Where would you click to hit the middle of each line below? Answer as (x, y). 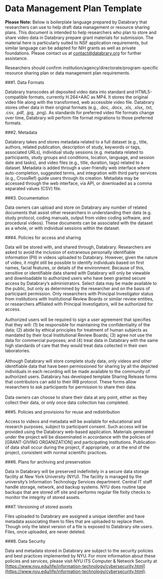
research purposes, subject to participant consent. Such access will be (76, 426)
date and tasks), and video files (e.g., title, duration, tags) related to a (74, 162)
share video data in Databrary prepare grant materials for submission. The (79, 38)
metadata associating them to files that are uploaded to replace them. (75, 521)
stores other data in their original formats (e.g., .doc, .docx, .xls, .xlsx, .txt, (79, 107)
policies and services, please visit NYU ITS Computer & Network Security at (81, 561)
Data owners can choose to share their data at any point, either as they (76, 397)
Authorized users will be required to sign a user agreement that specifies (78, 319)
